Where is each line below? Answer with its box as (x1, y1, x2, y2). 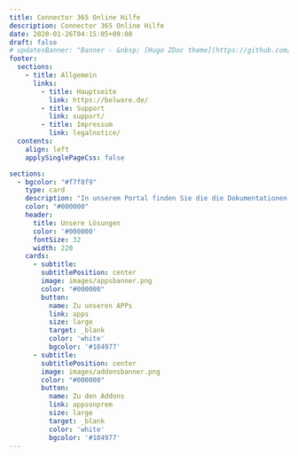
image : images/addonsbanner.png (41, 367, 161, 376)
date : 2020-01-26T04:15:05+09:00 (9, 29, 133, 38)
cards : (25, 252, 50, 261)
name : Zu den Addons (48, 392, 125, 401)
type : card (25, 185, 66, 195)
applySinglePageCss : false (25, 153, 125, 162)
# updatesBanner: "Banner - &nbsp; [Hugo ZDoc (9, 46, 184, 55)
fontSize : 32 (32, 235, 82, 244)
